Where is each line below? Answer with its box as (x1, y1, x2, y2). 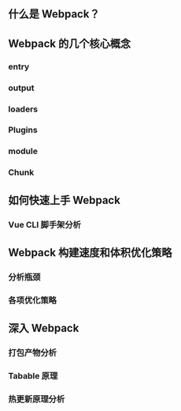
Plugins (8, 125, 38, 136)
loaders (8, 104, 39, 115)
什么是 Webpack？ (8, 7, 100, 21)
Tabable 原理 (8, 371, 58, 382)
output (8, 82, 35, 93)
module (8, 145, 38, 156)
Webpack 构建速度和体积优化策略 (8, 246, 172, 259)
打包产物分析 (8, 347, 57, 358)
